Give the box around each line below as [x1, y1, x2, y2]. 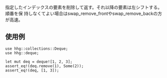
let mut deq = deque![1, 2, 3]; [5, 59, 72, 64]
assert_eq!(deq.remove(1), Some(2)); [5, 64, 84, 69]
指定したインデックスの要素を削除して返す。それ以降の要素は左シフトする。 [5, 4, 162, 10]
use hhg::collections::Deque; [5, 46, 68, 51]
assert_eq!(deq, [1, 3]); [5, 68, 59, 73]
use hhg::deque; [5, 50, 39, 56]
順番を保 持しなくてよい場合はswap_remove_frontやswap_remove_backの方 [5, 10, 162, 16]
